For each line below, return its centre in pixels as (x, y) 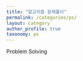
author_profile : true (34, 29)
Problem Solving (27, 51)
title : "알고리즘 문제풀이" (37, 12)
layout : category (28, 23)
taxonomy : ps (23, 34)
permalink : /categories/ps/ (42, 18)
